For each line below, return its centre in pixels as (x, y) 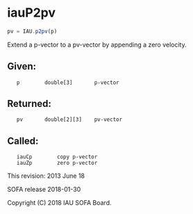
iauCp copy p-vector (57, 157)
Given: (22, 66)
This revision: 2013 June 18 (46, 176)
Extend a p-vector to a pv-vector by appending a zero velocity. (97, 44)
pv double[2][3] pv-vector (69, 120)
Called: (23, 141)
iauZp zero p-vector (57, 163)
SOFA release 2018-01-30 (44, 190)
